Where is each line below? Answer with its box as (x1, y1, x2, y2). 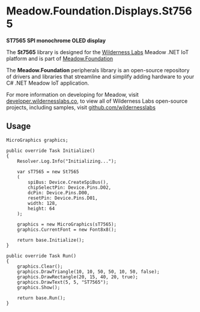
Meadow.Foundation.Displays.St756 (6, 4, 192, 18)
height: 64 (28, 206, 55, 212)
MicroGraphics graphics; (6, 137, 68, 143)
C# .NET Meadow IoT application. (6, 79, 89, 87)
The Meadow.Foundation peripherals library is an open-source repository (6, 66, 190, 73)
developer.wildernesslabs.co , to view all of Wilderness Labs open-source (6, 97, 188, 105)
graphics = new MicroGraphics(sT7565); (17, 221, 117, 227)
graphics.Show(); (17, 284, 61, 290)
